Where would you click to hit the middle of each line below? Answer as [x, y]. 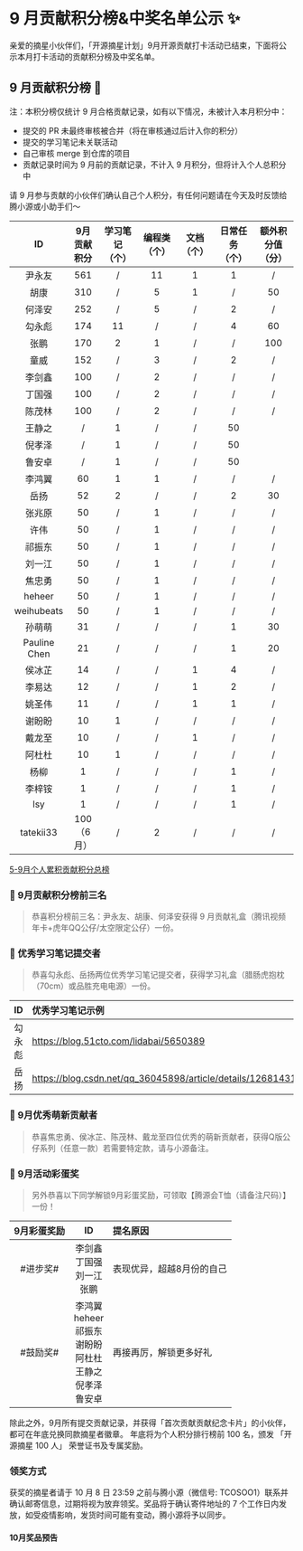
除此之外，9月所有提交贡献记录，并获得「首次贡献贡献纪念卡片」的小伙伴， [150, 1423]
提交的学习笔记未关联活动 [70, 142]
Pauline [39, 642]
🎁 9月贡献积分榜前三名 [58, 894]
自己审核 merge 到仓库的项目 [76, 153]
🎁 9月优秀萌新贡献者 [54, 1115]
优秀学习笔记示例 [69, 1011]
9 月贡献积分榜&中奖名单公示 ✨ [125, 19]
